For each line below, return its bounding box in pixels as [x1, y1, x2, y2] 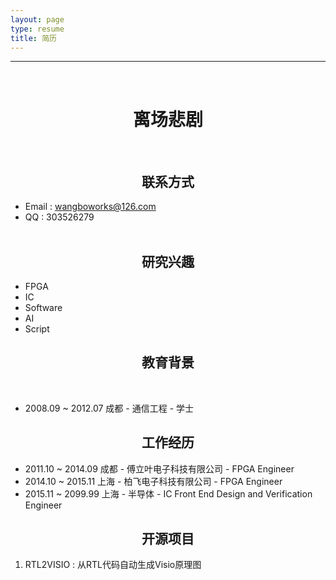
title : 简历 [10, 33, 57, 43]
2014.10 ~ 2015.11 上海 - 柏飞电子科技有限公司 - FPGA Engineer [24, 475, 283, 487]
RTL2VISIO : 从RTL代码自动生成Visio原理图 [24, 559, 202, 571]
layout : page [10, 14, 65, 25]
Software [24, 301, 63, 313]
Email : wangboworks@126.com [24, 201, 157, 213]
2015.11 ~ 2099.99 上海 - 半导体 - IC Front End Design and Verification [24, 487, 313, 500]
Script [24, 322, 50, 335]
